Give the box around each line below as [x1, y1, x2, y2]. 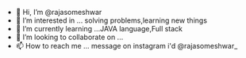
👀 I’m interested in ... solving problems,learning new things [15, 16, 208, 25]
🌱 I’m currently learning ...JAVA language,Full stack [15, 24, 183, 33]
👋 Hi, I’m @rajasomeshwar [15, 8, 102, 16]
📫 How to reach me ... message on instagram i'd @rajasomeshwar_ [15, 42, 238, 50]
